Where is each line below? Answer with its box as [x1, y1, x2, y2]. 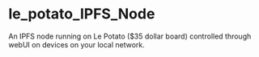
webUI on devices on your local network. [8, 39, 146, 49]
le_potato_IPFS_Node [8, 5, 155, 23]
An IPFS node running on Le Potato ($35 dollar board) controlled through [8, 31, 252, 41]
